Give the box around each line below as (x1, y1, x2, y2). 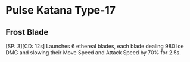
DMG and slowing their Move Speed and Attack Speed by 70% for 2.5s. (5, 49, 181, 56)
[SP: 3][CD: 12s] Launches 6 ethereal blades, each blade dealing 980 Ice (5, 43, 184, 50)
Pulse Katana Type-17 (5, 4, 116, 17)
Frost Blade (5, 27, 49, 37)
